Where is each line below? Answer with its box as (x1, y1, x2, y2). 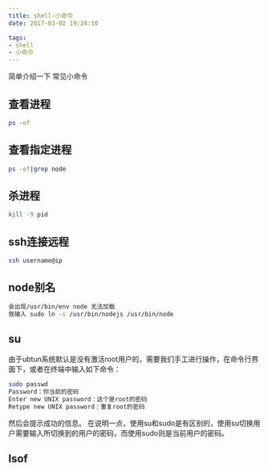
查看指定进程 (8, 143, 72, 157)
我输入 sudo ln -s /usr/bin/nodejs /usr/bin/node (8, 310, 174, 318)
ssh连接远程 (8, 235, 70, 248)
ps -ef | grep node (8, 165, 67, 173)
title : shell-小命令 (8, 11, 74, 20)
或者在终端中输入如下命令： (29, 364, 121, 374)
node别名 (8, 281, 56, 295)
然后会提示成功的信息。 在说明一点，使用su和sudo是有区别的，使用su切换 (8, 418, 254, 428)
